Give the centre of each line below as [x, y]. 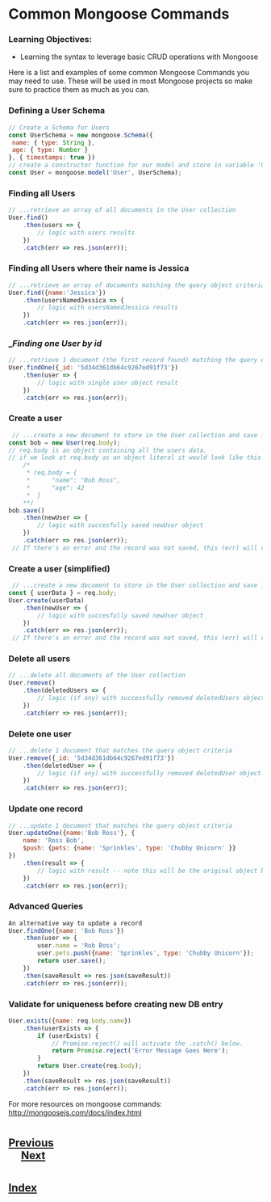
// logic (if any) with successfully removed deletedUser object [150, 773]
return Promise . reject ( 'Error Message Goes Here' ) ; [140, 1051]
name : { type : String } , [53, 142]
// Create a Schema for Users [59, 127]
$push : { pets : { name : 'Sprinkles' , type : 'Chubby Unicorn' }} [129, 848]
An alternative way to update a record [75, 923]
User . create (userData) [46, 600]
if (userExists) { [68, 1035]
